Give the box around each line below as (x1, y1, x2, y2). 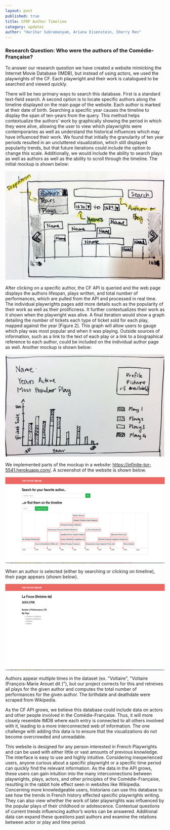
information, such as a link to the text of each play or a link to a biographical (5, 333, 163, 339)
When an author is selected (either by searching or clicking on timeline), (5, 568, 155, 574)
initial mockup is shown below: (5, 161, 69, 167)
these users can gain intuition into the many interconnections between (5, 771, 152, 777)
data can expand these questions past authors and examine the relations (5, 814, 157, 820)
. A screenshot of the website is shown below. (50, 467, 146, 473)
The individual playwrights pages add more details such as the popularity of (5, 301, 163, 307)
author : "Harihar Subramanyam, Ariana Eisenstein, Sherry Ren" (5, 29, 142, 35)
